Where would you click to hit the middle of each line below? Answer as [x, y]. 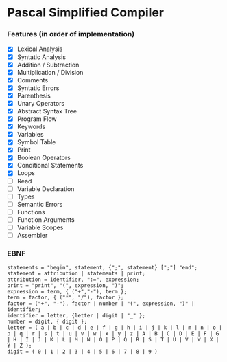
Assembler [32, 235]
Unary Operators [41, 103]
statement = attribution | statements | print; [76, 274]
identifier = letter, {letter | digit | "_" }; [76, 316]
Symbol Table [36, 142]
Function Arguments [46, 219]
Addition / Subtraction [48, 65]
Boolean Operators [44, 158]
